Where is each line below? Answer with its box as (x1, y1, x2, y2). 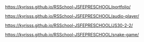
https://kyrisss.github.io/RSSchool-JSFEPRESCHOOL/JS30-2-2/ (5, 22, 133, 28)
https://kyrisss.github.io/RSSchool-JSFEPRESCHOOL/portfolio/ (5, 4, 131, 10)
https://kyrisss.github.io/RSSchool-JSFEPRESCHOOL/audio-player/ (5, 13, 140, 19)
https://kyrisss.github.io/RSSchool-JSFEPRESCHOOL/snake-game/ (5, 32, 139, 37)
